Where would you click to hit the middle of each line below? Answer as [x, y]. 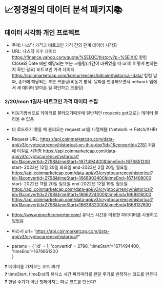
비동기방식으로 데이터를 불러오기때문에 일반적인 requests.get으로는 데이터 [82, 113]
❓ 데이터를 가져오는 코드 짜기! [32, 267]
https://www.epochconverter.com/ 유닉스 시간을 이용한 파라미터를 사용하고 [85, 215]
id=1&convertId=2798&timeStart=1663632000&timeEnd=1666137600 [81, 205]
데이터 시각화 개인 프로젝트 [42, 32]
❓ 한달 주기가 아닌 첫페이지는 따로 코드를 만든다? [51, 282]
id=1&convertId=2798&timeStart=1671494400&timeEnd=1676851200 [81, 162]
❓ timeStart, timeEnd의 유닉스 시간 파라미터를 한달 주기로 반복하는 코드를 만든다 [81, 274]
